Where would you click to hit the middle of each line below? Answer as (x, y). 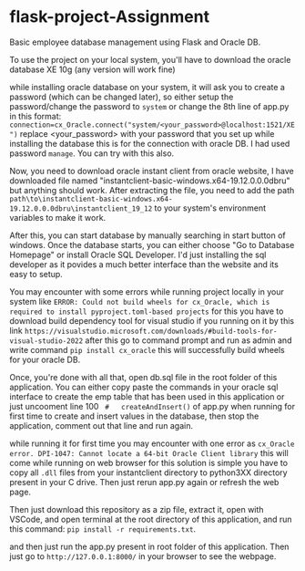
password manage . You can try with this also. (92, 153)
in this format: (36, 116)
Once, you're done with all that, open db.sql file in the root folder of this (143, 377)
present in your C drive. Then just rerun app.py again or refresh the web (144, 482)
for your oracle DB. (45, 359)
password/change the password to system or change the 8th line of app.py (149, 106)
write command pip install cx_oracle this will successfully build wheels (147, 349)
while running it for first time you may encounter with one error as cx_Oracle (152, 443)
